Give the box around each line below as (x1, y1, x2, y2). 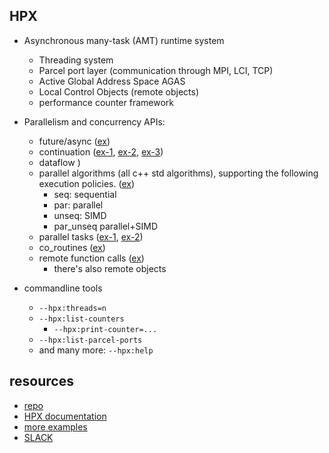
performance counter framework (38, 96, 174, 108)
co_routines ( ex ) (38, 241, 106, 253)
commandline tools (23, 282, 103, 294)
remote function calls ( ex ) (38, 252, 145, 264)
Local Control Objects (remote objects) (38, 85, 200, 98)
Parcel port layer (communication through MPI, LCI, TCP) (38, 64, 274, 76)
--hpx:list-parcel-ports (38, 335, 143, 345)
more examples (23, 420, 88, 433)
